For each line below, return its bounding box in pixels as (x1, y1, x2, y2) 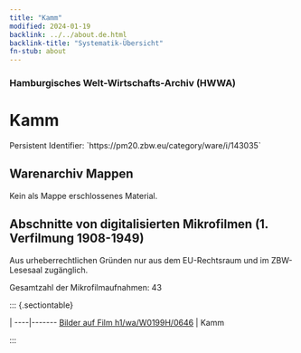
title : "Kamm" (9, 13, 63, 23)
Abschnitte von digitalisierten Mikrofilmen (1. (9, 216, 268, 232)
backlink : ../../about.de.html (9, 30, 127, 39)
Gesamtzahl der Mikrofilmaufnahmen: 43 (9, 281, 163, 292)
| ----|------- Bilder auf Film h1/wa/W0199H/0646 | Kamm (9, 317, 224, 328)
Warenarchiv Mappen (9, 167, 134, 182)
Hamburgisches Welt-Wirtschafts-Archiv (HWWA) (9, 77, 237, 90)
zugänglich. (44, 264, 89, 275)
